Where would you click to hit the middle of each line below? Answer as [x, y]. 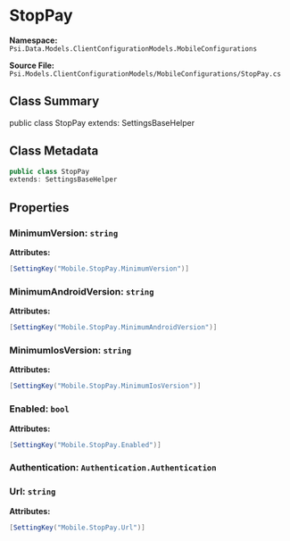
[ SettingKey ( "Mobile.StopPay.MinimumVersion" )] [99, 269]
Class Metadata [54, 151]
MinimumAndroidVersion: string [82, 291]
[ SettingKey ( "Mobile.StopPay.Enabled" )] [86, 445]
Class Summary [54, 101]
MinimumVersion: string [64, 233]
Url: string [33, 492]
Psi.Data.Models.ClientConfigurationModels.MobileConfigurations [133, 49]
